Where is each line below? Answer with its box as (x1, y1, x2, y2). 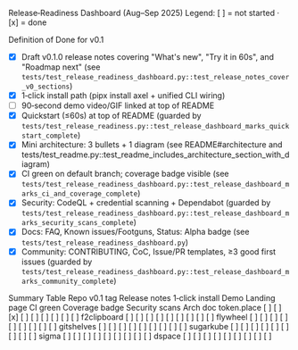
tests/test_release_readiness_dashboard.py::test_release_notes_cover (21, 73, 290, 82)
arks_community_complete (21, 277, 114, 286)
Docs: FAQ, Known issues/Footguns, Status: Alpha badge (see (21, 227, 250, 237)
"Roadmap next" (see (21, 62, 101, 72)
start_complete (21, 131, 79, 141)
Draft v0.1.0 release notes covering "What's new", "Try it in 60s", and (21, 52, 274, 62)
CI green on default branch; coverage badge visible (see (21, 169, 229, 179)
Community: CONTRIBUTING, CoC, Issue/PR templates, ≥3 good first (21, 246, 277, 257)
